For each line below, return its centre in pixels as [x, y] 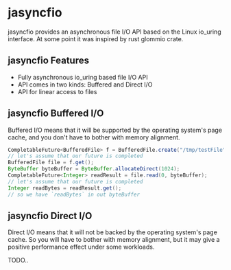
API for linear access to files [57, 91]
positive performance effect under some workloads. [81, 247]
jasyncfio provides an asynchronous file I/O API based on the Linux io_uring [114, 32]
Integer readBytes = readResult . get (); [65, 188]
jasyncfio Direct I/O [50, 215]
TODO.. [18, 260]
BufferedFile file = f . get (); [51, 163]
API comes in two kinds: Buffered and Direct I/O [85, 85]
